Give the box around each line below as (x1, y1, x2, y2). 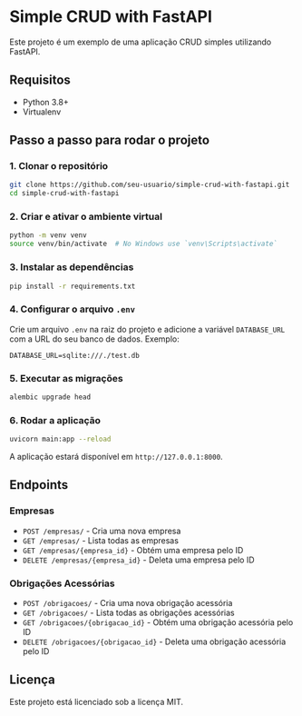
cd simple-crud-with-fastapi (9, 189, 120, 198)
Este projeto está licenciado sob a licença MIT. (9, 696, 184, 707)
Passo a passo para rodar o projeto (9, 133, 210, 148)
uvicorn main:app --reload (9, 434, 112, 444)
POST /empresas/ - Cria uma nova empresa (22, 525, 181, 536)
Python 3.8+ (22, 96, 70, 107)
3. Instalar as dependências (9, 261, 134, 273)
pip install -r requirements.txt (9, 282, 136, 291)
